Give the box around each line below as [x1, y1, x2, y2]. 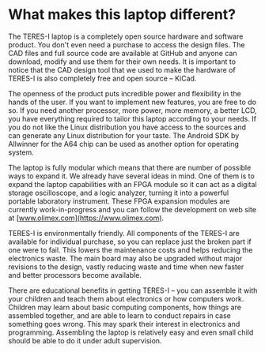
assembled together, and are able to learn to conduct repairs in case [8, 310, 231, 320]
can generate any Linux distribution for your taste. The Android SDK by [8, 130, 240, 140]
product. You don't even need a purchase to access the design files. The [8, 39, 245, 49]
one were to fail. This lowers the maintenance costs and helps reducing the [8, 245, 253, 254]
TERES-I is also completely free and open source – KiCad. [8, 73, 197, 83]
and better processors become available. [8, 270, 142, 279]
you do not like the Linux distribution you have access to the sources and [8, 122, 247, 132]
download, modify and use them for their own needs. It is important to [8, 57, 236, 66]
